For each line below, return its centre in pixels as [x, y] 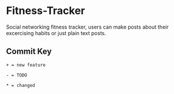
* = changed [21, 85]
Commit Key [29, 52]
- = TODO [17, 75]
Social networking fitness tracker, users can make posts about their [87, 27]
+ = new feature [26, 65]
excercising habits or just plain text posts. [56, 33]
